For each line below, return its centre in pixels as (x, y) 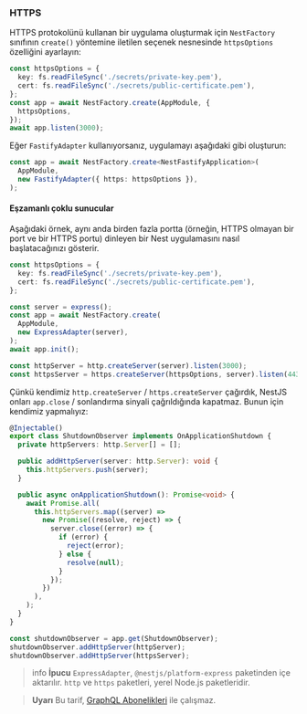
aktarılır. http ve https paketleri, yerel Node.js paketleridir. (141, 683)
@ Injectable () (37, 428)
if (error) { (83, 537)
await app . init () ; (44, 349)
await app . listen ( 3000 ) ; (57, 128)
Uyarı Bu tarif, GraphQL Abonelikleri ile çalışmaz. (124, 700)
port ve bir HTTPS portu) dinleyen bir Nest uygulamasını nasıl (125, 238)
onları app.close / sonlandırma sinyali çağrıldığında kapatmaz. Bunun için (147, 401)
